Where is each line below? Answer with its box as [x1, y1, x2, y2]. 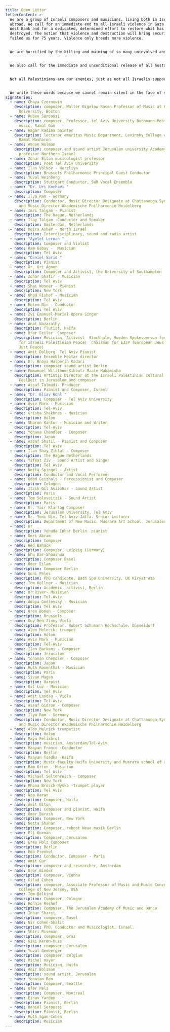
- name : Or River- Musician [10, 590, 69, 595]
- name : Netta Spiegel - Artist [10, 467, 78, 472]
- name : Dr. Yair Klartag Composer [10, 505, 85, 510]
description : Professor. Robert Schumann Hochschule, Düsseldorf [14, 623, 155, 628]
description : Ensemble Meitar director [14, 354, 99, 359]
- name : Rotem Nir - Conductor [10, 302, 76, 307]
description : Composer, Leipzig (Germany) [14, 547, 105, 553]
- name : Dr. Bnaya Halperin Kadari [10, 359, 85, 364]
